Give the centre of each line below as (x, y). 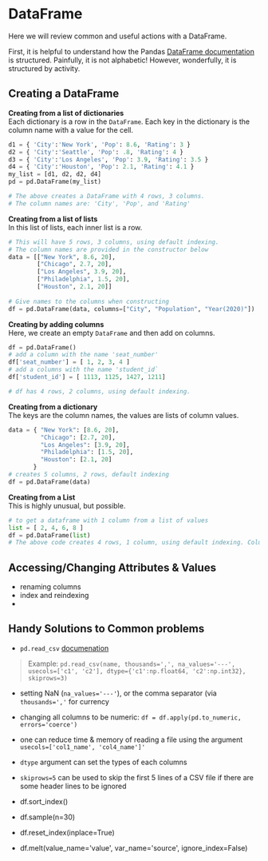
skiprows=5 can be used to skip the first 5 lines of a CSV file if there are (136, 777)
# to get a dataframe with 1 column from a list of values (108, 520)
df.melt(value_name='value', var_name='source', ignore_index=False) (134, 847)
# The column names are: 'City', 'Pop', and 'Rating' (100, 203)
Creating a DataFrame (64, 94)
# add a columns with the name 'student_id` (83, 370)
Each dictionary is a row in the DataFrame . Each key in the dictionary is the (129, 122)
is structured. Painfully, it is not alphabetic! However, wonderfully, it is (122, 60)
